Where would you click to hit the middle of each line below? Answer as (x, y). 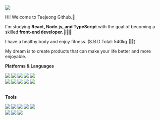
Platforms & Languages (30, 66)
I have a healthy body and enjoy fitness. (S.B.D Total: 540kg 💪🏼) (70, 41)
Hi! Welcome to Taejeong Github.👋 (40, 17)
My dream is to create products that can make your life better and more (78, 51)
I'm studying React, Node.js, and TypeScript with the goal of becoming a (80, 27)
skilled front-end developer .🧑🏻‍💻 (39, 32)
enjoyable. (16, 56)
